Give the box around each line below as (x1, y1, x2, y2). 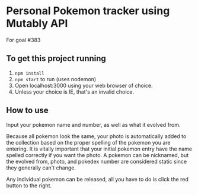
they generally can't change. (6, 164, 76, 171)
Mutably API (6, 17, 68, 30)
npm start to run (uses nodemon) (14, 75, 97, 82)
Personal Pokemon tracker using (6, 4, 170, 18)
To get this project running (6, 53, 107, 63)
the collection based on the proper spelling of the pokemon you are (6, 139, 171, 146)
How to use (6, 106, 49, 116)
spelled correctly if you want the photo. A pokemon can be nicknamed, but (6, 151, 189, 158)
